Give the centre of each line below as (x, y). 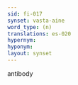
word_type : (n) (30, 27)
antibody (20, 73)
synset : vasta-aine (36, 21)
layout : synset (30, 54)
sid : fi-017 (25, 14)
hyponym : (20, 47)
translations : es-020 (39, 34)
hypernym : (22, 40)
